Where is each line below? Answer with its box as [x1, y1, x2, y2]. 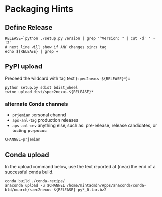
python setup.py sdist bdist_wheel [5, 85, 78, 90]
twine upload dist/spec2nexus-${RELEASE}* [5, 89, 94, 94]
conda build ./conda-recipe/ [5, 178, 65, 183]
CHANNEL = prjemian [5, 137, 41, 142]
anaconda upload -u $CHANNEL [5, 183, 65, 188]
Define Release [5, 23, 53, 32]
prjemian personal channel [12, 112, 66, 118]
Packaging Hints [5, 3, 74, 15]
